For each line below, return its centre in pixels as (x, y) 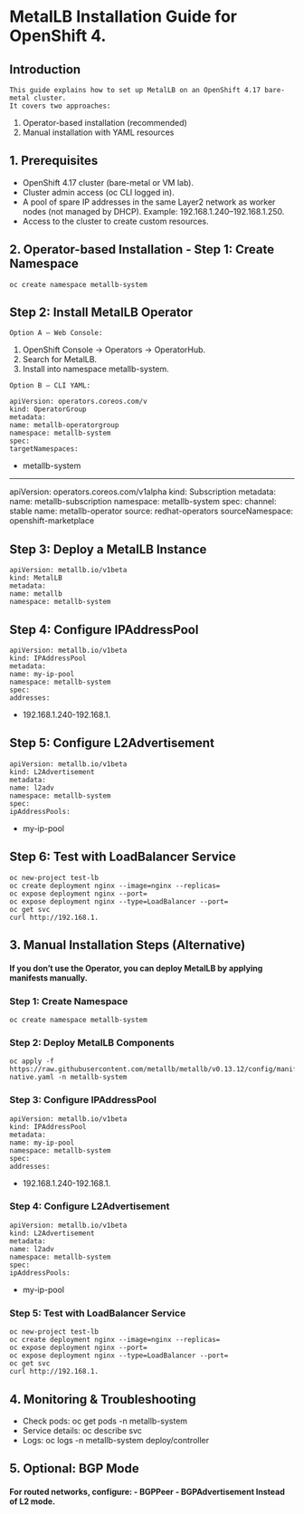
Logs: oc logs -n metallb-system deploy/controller (116, 1440)
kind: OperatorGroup (48, 409)
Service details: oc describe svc (82, 1430)
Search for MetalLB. (60, 359)
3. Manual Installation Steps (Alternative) (128, 945)
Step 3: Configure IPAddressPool (83, 1100)
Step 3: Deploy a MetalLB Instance (108, 549)
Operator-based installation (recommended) (104, 123)
